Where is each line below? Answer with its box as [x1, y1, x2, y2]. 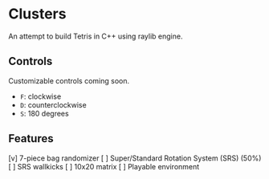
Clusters [8, 5, 67, 23]
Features [8, 132, 54, 145]
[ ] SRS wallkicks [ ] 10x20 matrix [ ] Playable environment [8, 161, 200, 171]
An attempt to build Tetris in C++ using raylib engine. [8, 31, 183, 41]
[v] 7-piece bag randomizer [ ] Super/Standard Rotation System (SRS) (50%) [8, 153, 262, 163]
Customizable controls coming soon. [8, 75, 130, 85]
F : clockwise [19, 92, 62, 101]
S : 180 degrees [19, 108, 70, 118]
